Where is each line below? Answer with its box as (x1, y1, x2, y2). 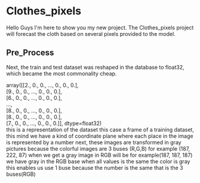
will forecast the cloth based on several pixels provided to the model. (6, 30, 176, 37)
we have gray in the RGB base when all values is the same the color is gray (6, 157, 190, 165)
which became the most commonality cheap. (6, 70, 117, 77)
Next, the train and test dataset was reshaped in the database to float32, (6, 63, 185, 71)
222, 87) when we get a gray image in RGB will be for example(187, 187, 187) (6, 151, 193, 158)
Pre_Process (6, 48, 54, 58)
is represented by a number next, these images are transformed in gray (6, 139, 181, 146)
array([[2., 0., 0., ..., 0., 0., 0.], (6, 81, 79, 89)
